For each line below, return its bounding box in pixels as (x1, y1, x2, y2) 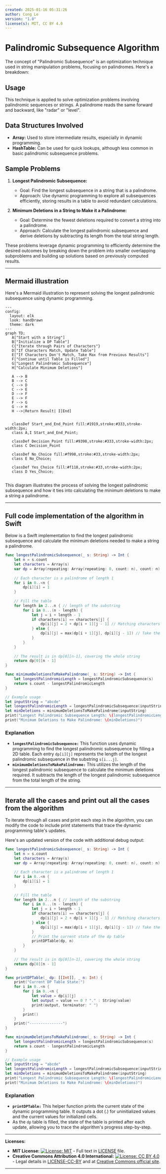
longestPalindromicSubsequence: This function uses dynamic (12, 740, 137, 746)
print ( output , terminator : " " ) (31, 1002, 98, 1007)
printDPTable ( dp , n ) (31, 939, 74, 944)
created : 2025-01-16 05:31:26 (5, 7, 68, 12)
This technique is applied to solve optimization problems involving (5, 97, 139, 102)
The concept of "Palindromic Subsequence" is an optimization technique (5, 59, 154, 65)
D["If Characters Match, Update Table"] (11, 348, 96, 353)
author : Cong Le (5, 12, 39, 17)
